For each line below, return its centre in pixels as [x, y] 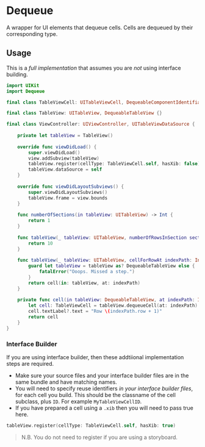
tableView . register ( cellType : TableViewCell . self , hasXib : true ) [91, 425]
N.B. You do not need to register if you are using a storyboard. [99, 437]
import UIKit [23, 85]
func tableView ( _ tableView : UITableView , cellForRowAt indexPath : [105, 260]
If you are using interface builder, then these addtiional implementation [95, 357]
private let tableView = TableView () [65, 135]
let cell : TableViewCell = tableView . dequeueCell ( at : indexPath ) [113, 306]
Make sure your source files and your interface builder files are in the [102, 375]
